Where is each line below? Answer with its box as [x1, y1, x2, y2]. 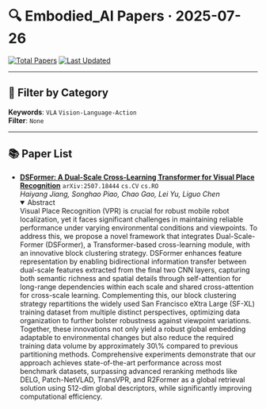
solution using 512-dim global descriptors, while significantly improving [19, 383, 252, 392]
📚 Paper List [8, 147, 73, 160]
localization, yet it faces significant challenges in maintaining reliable [19, 214, 244, 224]
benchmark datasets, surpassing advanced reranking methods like [19, 366, 237, 376]
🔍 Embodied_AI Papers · [8, 7, 173, 25]
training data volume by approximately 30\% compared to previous [19, 341, 239, 350]
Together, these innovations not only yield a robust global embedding [19, 324, 246, 334]
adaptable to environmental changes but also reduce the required [19, 332, 234, 342]
